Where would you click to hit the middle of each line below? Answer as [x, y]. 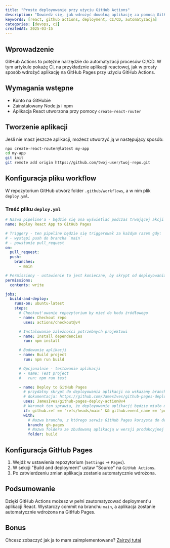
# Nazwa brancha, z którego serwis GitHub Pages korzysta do [93, 420]
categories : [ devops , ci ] [32, 24]
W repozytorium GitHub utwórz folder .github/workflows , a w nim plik [78, 190]
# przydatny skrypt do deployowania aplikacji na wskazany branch [95, 392]
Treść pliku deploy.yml [33, 209]
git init [14, 158]
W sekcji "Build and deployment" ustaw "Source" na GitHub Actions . [84, 467]
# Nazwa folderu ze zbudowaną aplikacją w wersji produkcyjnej [96, 429]
